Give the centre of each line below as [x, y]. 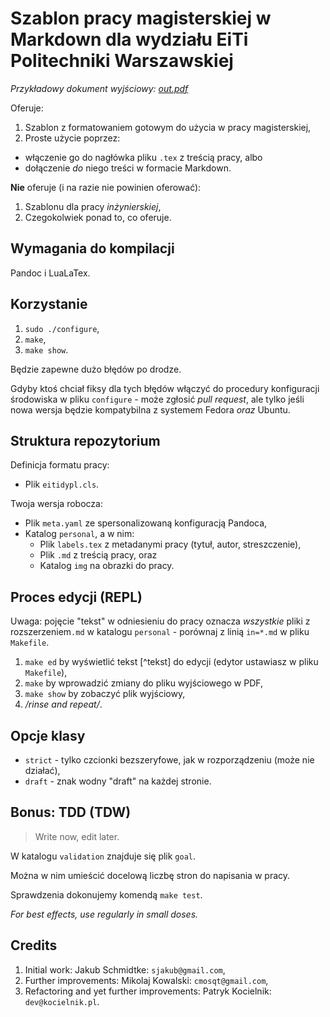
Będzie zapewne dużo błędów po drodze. [96, 369]
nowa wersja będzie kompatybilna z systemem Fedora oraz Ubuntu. [150, 409]
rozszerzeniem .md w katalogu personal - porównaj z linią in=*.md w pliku [160, 632]
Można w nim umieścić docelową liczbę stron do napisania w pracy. [150, 875]
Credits [34, 945]
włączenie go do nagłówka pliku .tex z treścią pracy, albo [143, 157]
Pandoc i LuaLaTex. [50, 273]
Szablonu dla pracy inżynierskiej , [93, 206]
